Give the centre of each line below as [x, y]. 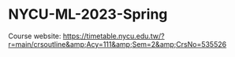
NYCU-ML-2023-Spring [88, 14]
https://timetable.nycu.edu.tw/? [114, 36]
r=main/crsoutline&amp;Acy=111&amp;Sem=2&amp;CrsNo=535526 [117, 44]
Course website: [35, 36]
